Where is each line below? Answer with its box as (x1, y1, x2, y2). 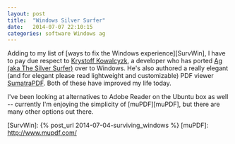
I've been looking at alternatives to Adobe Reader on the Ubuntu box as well (7, 93, 229, 101)
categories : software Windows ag (7, 30, 106, 37)
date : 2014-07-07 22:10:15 (7, 23, 93, 30)
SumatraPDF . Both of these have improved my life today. (7, 79, 171, 88)
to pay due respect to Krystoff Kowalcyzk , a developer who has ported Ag (7, 57, 223, 65)
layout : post (7, 10, 46, 18)
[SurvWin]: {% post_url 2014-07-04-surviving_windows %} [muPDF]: (7, 121, 209, 130)
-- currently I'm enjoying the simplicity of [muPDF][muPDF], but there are (7, 100, 220, 109)
